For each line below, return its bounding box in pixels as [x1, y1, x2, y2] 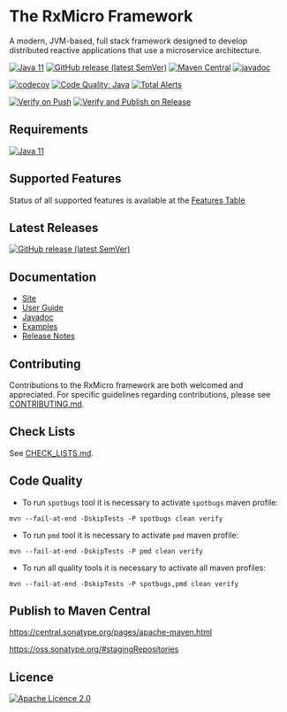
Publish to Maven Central [9, 604, 151, 619]
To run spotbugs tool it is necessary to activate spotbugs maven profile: [21, 497, 278, 507]
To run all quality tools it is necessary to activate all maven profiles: [21, 562, 267, 573]
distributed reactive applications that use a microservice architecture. [9, 44, 262, 55]
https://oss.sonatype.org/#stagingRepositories [9, 644, 179, 654]
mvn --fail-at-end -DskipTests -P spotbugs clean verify [9, 514, 223, 523]
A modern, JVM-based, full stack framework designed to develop [9, 35, 248, 46]
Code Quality [9, 474, 83, 489]
